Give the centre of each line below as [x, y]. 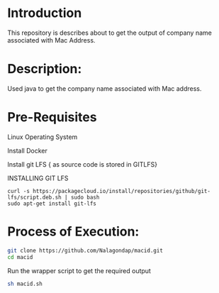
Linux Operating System [43, 137]
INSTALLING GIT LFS [38, 178]
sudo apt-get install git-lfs [52, 204]
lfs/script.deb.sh [34, 197]
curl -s [19, 191]
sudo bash [85, 197]
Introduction [45, 13]
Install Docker [27, 150]
